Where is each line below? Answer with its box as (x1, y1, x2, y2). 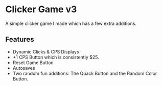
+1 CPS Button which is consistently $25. (12, 54, 99, 60)
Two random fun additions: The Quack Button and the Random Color (12, 70, 157, 76)
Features (5, 35, 34, 44)
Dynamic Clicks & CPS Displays (12, 48, 79, 54)
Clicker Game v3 (5, 4, 77, 15)
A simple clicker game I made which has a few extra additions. (5, 20, 137, 26)
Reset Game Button (12, 60, 54, 66)
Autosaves (12, 65, 35, 71)
